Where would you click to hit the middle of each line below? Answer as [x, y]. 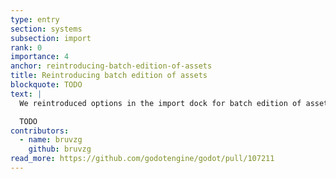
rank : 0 [26, 47]
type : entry [35, 19]
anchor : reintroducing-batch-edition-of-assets [111, 66]
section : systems [46, 29]
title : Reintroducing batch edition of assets [109, 76]
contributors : [40, 131]
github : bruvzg [60, 149]
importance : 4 [40, 57]
